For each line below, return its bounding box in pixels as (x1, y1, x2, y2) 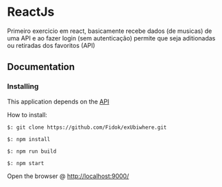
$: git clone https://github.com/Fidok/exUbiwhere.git (7, 124, 167, 131)
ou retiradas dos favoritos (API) (7, 41, 96, 49)
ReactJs (7, 4, 55, 20)
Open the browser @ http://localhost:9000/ (7, 172, 129, 180)
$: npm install (7, 136, 51, 142)
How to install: (7, 110, 48, 119)
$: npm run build (7, 148, 57, 155)
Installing (7, 82, 39, 91)
